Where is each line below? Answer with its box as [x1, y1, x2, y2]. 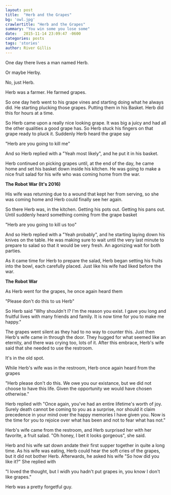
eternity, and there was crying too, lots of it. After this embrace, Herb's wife [5, 339, 164, 345]
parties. [5, 247, 21, 254]
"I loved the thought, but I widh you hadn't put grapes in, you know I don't [5, 468, 160, 475]
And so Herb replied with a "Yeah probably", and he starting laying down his [5, 231, 165, 237]
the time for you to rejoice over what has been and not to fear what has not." [5, 417, 166, 423]
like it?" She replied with [5, 458, 56, 464]
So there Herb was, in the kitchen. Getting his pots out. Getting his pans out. [5, 206, 165, 212]
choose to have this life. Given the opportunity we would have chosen [5, 385, 152, 391]
